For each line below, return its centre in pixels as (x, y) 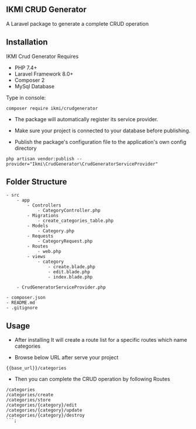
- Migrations (43, 216)
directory (25, 148)
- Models (38, 226)
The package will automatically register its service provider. (86, 119)
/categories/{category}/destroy (45, 416)
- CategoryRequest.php (65, 241)
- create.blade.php (71, 267)
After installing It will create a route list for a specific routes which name (101, 340)
